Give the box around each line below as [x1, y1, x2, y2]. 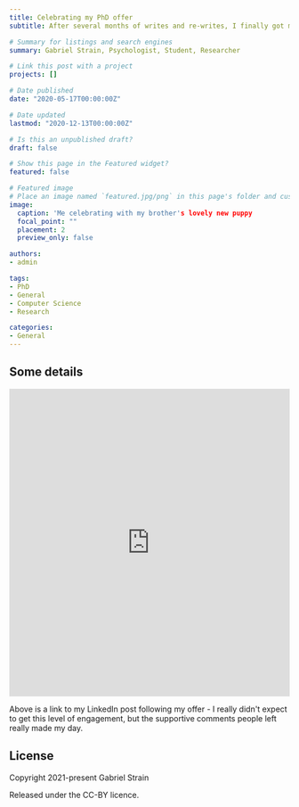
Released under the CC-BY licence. [9, 789, 140, 800]
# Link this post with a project [9, 62, 133, 71]
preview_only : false [17, 234, 93, 243]
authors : [9, 250, 42, 259]
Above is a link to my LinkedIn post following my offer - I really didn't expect [9, 704, 287, 714]
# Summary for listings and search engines [9, 37, 174, 46]
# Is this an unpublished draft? [9, 135, 133, 144]
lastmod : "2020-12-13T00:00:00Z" [9, 119, 133, 128]
